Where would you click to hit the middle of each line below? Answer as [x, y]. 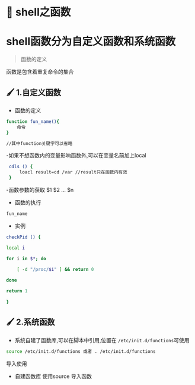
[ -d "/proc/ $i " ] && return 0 [55, 269]
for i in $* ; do [26, 258]
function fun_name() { [33, 122]
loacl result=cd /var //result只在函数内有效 [73, 172]
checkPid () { [24, 237]
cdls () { [21, 167]
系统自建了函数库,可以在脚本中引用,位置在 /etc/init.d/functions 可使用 [102, 340]
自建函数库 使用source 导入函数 [53, 376]
